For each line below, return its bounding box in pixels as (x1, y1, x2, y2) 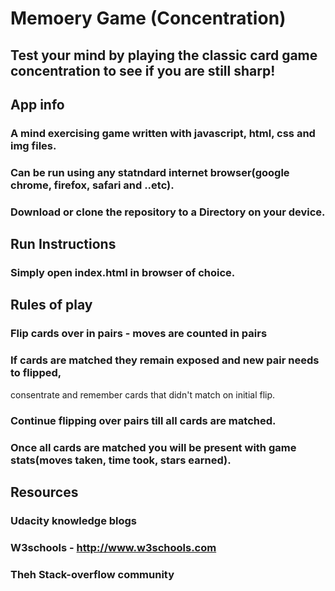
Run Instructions (10, 236, 117, 253)
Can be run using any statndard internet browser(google (10, 165, 290, 179)
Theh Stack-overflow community (10, 567, 175, 581)
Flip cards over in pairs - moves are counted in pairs (10, 327, 268, 341)
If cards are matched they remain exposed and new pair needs (10, 353, 320, 367)
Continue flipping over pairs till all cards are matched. (10, 413, 277, 427)
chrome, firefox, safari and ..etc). (10, 178, 175, 192)
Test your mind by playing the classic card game (10, 47, 318, 64)
